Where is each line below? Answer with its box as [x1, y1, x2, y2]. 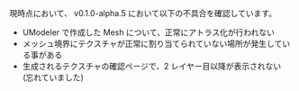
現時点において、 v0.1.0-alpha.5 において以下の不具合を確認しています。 [9, 8, 277, 18]
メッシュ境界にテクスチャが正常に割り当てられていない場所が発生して [22, 39, 283, 49]
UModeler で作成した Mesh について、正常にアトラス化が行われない [22, 27, 276, 38]
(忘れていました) [22, 72, 84, 83]
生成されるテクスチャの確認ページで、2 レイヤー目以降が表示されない [22, 61, 282, 71]
